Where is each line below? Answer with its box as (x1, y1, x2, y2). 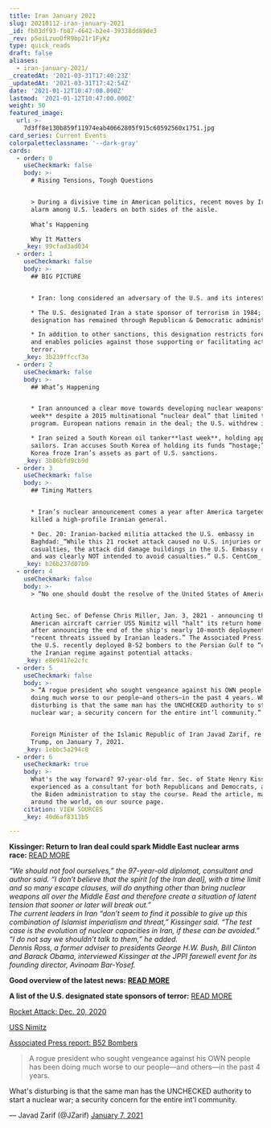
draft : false (9, 49, 53, 57)
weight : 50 (9, 101, 46, 109)
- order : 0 (16, 154, 53, 162)
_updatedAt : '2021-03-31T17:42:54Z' (9, 79, 132, 87)
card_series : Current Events (9, 131, 107, 139)
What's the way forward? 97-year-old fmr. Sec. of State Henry (30, 775, 248, 783)
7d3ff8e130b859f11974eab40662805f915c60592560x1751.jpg (23, 124, 216, 132)
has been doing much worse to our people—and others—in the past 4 (28, 1062, 261, 1072)
